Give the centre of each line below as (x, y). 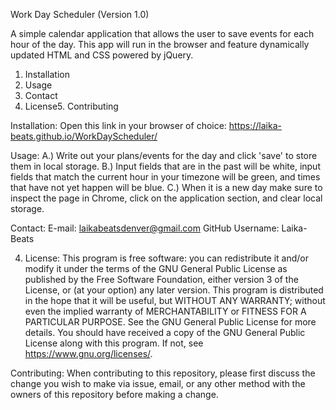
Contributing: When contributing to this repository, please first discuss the (163, 373)
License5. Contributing (71, 106)
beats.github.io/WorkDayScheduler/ (84, 136)
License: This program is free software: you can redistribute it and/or (167, 258)
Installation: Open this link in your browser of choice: (118, 125)
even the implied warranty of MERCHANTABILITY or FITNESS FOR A (165, 311)
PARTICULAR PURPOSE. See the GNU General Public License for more (170, 322)
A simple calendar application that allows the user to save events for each (162, 33)
